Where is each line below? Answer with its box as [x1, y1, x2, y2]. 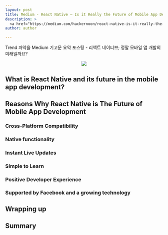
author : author [5, 26, 37, 31]
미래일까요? [5, 51, 28, 57]
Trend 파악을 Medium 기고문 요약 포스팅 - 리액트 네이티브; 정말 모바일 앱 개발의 [5, 44, 161, 50]
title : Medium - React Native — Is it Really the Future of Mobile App [5, 12, 157, 17]
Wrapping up [5, 205, 46, 213]
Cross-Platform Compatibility [5, 122, 78, 129]
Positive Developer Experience [5, 176, 81, 183]
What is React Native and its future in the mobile [5, 75, 158, 83]
